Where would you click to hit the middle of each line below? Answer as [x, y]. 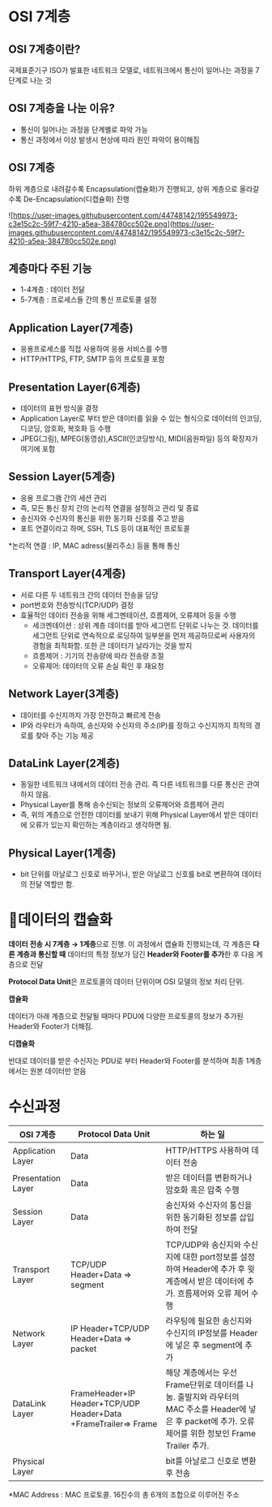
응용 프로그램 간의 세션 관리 [64, 498]
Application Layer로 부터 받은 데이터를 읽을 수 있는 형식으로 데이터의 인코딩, [141, 418]
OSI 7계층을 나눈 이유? [62, 108]
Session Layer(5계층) [62, 477]
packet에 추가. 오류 [220, 1421]
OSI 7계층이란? [45, 49]
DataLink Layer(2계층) [64, 763]
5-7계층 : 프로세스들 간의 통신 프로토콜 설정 [88, 300]
